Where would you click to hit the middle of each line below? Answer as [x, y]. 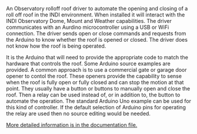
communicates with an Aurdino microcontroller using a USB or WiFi [88, 27]
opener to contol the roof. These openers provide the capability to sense [94, 76]
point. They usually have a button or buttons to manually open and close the [98, 88]
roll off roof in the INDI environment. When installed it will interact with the [96, 15]
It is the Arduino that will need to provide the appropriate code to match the [97, 57]
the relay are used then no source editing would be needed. [79, 113]
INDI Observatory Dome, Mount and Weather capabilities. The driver [89, 21]
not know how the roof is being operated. [56, 46]
